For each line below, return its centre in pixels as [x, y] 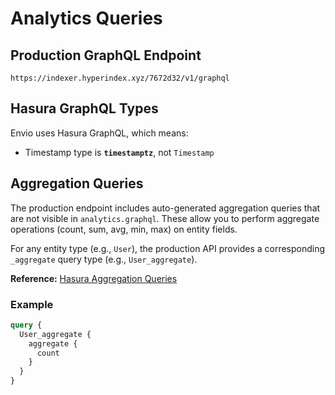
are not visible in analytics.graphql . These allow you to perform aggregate [165, 218]
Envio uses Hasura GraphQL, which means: [99, 133]
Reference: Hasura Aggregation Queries [94, 278]
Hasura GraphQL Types [84, 108]
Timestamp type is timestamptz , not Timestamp [119, 152]
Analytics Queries [86, 18]
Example [32, 304]
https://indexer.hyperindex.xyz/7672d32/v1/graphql [120, 78]
